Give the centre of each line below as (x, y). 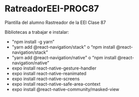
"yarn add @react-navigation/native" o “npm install (64, 57)
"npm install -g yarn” (33, 42)
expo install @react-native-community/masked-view (66, 89)
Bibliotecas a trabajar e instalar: (37, 32)
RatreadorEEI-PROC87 (52, 9)
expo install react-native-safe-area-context (56, 84)
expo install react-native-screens (46, 79)
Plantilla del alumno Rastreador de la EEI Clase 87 (55, 22)
